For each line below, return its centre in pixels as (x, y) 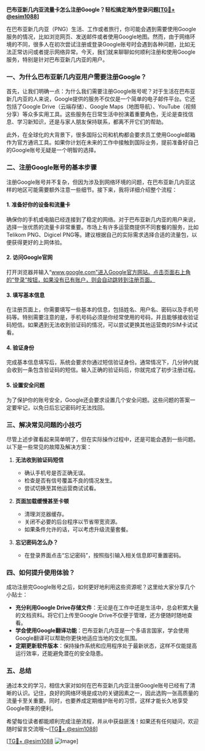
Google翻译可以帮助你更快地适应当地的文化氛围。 (78, 638)
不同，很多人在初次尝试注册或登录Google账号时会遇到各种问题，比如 (103, 44)
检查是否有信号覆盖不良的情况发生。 (70, 480)
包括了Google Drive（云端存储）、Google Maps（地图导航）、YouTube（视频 (101, 107)
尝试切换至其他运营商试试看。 (62, 488)
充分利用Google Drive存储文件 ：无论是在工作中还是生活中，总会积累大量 (107, 608)
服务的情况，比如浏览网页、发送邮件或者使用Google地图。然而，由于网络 (98, 37)
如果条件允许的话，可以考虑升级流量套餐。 (78, 529)
